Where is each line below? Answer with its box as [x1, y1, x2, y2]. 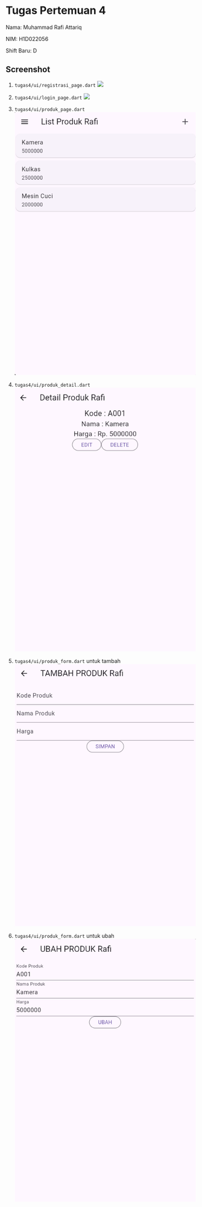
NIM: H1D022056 [5, 35, 49, 42]
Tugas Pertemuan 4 [5, 4, 106, 17]
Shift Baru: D [5, 46, 37, 54]
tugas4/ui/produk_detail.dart [14, 382, 91, 388]
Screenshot [5, 65, 51, 75]
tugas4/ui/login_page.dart [14, 95, 83, 101]
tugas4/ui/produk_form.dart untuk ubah [14, 932, 115, 939]
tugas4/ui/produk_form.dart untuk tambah [14, 657, 121, 665]
